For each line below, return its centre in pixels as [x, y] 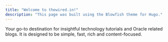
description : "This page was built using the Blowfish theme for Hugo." [84, 14]
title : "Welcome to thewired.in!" [42, 10]
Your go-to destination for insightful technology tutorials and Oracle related [84, 28]
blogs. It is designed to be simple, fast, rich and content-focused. [74, 34]
